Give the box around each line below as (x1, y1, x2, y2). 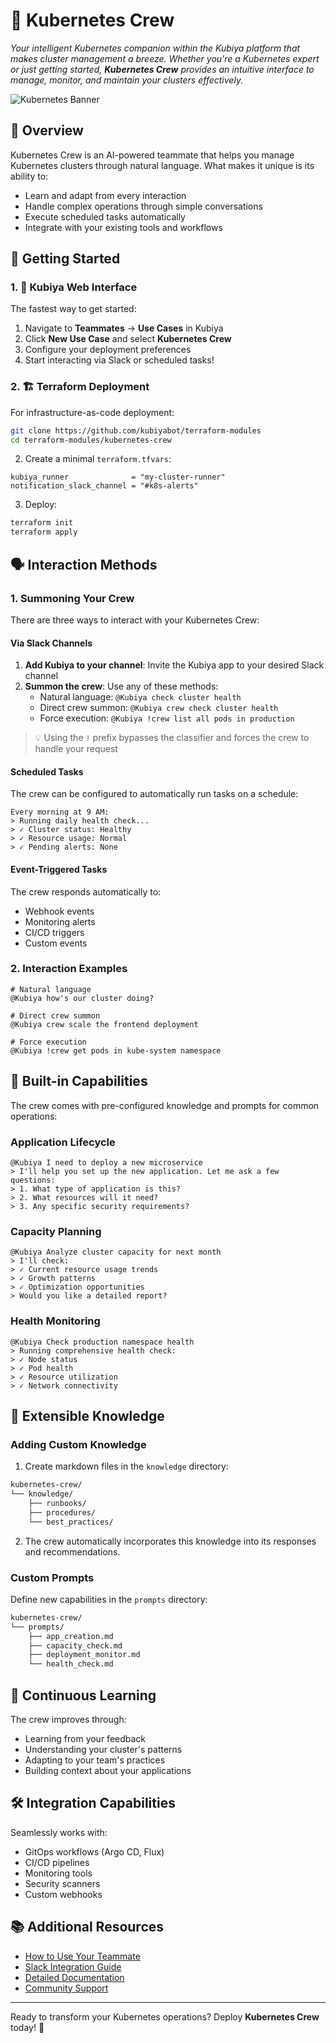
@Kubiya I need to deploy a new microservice (10, 1157, 203, 1168)
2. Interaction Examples (10, 962, 128, 976)
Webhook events (24, 905, 95, 917)
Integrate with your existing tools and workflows (24, 221, 223, 233)
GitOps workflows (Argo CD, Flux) (24, 1845, 165, 1858)
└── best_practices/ (28, 1517, 114, 1527)
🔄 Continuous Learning (10, 1687, 157, 1704)
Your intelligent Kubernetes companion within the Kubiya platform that (10, 42, 301, 54)
